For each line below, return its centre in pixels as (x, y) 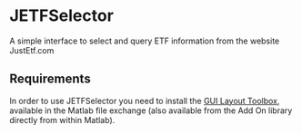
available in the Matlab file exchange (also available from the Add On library (151, 110)
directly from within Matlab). (62, 120)
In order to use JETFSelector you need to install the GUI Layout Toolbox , (145, 100)
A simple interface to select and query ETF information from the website (145, 41)
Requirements (50, 79)
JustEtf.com (32, 50)
